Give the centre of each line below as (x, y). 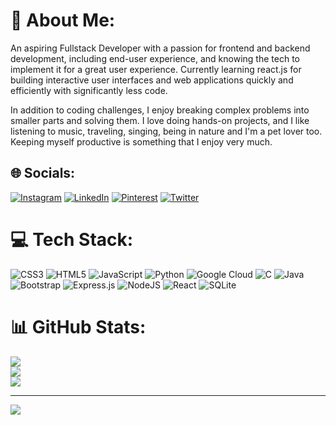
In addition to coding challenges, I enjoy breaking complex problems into (160, 110)
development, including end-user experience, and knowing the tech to (155, 58)
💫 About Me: (63, 20)
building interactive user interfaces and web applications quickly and (152, 80)
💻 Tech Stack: (72, 239)
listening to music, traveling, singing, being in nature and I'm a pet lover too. (166, 131)
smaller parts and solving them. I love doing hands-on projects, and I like (160, 120)
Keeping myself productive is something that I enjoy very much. (141, 141)
